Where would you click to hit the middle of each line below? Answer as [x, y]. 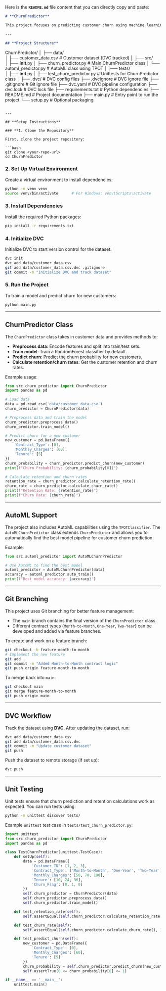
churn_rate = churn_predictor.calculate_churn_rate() [62, 486]
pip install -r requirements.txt [40, 226]
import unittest [22, 834]
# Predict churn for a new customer [43, 436]
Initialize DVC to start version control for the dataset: [59, 249]
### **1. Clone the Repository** [40, 131]
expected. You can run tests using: [41, 806]
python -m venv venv [26, 189]
